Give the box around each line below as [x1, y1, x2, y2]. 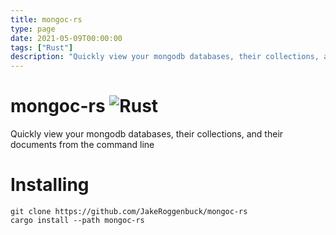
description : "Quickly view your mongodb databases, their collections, [10, 52, 320, 62]
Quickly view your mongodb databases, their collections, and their [10, 128, 284, 140]
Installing [10, 174, 90, 196]
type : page [10, 24, 56, 34]
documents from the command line [10, 139, 155, 151]
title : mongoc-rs [10, 14, 83, 25]
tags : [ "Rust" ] [10, 42, 74, 53]
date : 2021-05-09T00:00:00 [10, 33, 123, 43]
